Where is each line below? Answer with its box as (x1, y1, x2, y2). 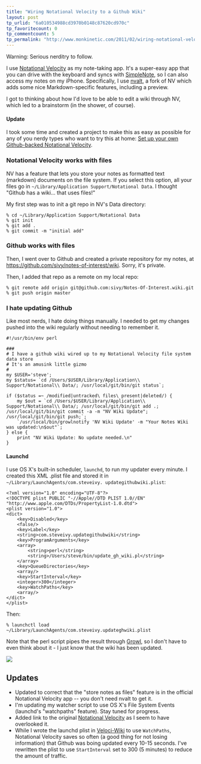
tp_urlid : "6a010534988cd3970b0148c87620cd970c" (6, 20, 130, 26)
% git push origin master (6, 290, 71, 296)
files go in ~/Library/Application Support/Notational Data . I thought (6, 182, 178, 190)
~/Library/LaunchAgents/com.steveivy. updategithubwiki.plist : (6, 479, 166, 486)
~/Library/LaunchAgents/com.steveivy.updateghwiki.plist (6, 628, 151, 634)
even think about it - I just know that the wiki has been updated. (6, 644, 163, 652)
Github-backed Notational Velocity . (6, 141, 93, 148)
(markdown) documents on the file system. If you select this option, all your (6, 176, 193, 183)
